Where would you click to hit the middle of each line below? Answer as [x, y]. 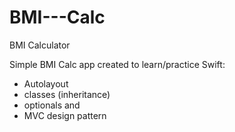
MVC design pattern [65, 115]
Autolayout [46, 83]
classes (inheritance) [67, 94]
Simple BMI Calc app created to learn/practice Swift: [117, 64]
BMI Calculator [40, 45]
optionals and [52, 105]
